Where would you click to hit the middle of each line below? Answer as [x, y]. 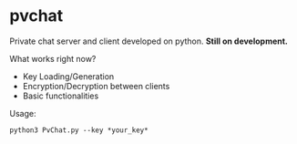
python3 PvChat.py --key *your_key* [79, 130]
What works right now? [53, 58]
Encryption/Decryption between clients [96, 86]
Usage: [23, 113]
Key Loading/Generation [68, 76]
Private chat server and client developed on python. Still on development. [149, 41]
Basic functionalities [61, 96]
